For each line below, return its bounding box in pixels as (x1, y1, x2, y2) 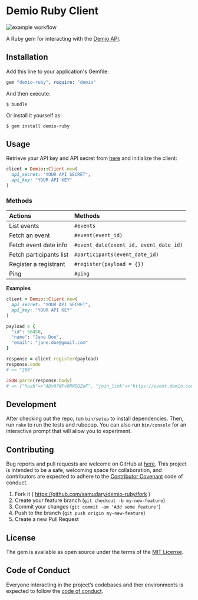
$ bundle (6, 101, 28, 107)
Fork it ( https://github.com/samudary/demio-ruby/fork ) (14, 491, 151, 498)
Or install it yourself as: (6, 112, 62, 119)
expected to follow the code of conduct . (6, 587, 104, 594)
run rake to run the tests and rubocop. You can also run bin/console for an (6, 421, 187, 428)
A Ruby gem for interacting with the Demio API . (6, 35, 121, 42)
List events (9, 222, 39, 230)
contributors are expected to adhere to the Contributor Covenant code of (6, 473, 184, 480)
